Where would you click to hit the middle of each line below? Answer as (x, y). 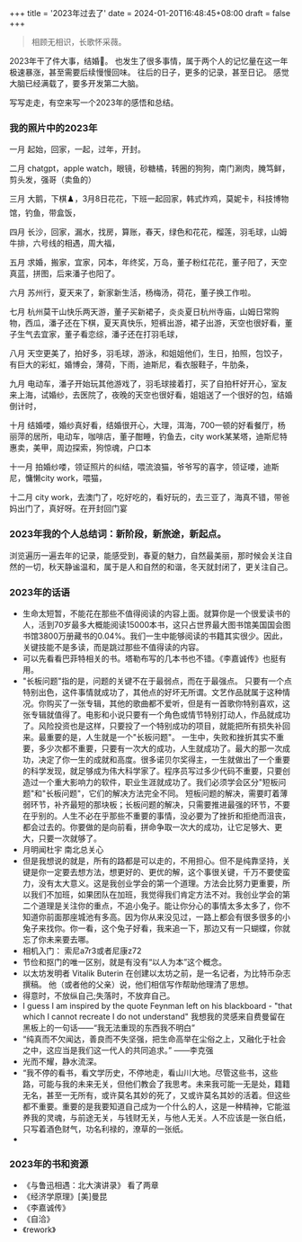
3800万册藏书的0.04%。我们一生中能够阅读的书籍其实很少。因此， (163, 636)
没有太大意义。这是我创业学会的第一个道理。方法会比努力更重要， (160, 883)
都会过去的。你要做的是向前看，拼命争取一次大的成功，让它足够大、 (148, 827)
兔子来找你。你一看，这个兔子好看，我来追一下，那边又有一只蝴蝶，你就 (156, 928)
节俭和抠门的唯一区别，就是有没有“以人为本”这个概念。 (124, 961)
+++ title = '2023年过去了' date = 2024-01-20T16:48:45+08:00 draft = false (150, 13)
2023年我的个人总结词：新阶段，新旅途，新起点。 (118, 534)
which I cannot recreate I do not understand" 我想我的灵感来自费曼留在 (154, 1016)
